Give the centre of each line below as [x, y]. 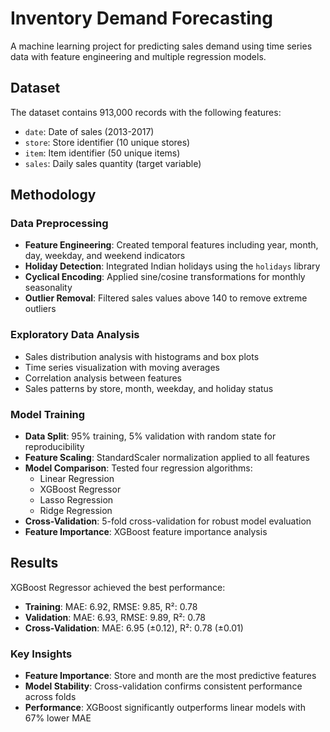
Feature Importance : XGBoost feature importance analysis [146, 532]
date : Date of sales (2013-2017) [89, 131]
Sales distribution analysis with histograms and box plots [142, 356]
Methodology [53, 195]
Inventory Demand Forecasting [141, 18]
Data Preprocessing [59, 224]
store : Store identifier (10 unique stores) [107, 142]
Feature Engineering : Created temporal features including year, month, [171, 245]
